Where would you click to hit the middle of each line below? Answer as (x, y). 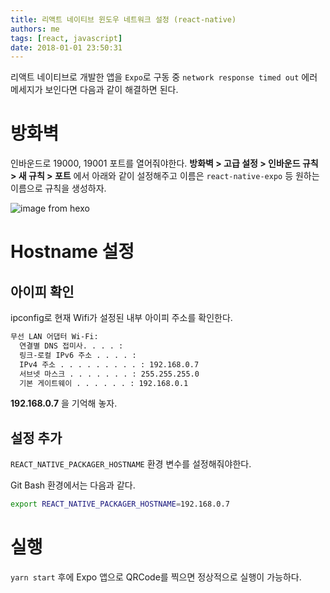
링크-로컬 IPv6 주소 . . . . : (78, 355)
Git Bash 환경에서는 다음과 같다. (73, 485)
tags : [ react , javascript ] (66, 38)
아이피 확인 (42, 291)
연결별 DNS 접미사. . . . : (71, 346)
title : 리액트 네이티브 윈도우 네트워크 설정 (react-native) (123, 19)
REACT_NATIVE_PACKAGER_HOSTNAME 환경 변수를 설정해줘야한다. (131, 464)
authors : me (35, 29)
